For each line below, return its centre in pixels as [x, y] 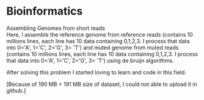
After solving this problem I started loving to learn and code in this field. [96, 72]
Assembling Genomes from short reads [56, 28]
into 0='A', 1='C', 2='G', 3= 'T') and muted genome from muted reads [93, 48]
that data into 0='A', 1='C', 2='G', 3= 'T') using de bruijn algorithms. [90, 60]
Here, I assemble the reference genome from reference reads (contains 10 [100, 34]
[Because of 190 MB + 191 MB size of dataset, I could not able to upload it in [102, 84]
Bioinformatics [45, 11]
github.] [16, 90]
